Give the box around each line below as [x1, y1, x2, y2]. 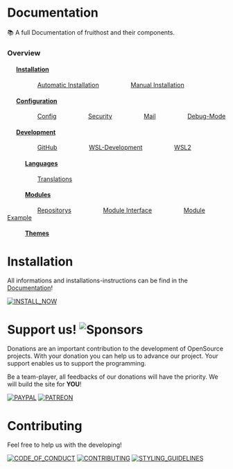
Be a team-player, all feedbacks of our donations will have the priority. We [7, 373, 218, 381]
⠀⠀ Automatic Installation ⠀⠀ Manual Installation [28, 81, 185, 89]
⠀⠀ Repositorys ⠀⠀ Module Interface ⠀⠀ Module [28, 206, 206, 214]
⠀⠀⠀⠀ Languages [7, 160, 58, 168]
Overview [7, 48, 41, 58]
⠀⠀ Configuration [7, 96, 58, 105]
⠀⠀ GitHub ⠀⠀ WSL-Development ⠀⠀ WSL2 [28, 144, 192, 152]
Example [7, 213, 33, 221]
